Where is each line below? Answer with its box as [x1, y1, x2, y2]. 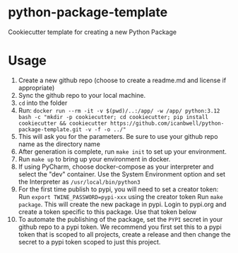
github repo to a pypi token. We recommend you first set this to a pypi [18, 223, 222, 231]
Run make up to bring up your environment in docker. [18, 154, 171, 163]
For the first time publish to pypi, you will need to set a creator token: [18, 185, 219, 193]
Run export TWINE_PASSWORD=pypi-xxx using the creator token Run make [18, 192, 223, 201]
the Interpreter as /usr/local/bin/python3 [18, 177, 141, 186]
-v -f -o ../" [85, 125, 126, 133]
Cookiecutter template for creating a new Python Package [8, 28, 177, 36]
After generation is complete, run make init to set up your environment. [18, 147, 227, 156]
